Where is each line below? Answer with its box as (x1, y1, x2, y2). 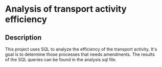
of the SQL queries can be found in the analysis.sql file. (5, 57, 116, 62)
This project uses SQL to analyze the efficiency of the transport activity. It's (5, 46, 158, 52)
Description (5, 33, 42, 42)
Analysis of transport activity (5, 3, 127, 15)
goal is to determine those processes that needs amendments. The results (5, 51, 155, 57)
